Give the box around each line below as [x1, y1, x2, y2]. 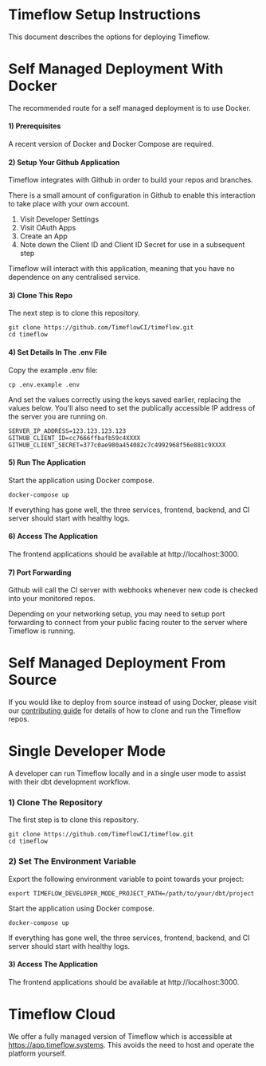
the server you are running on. [8, 411, 108, 421]
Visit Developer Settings [19, 214, 100, 224]
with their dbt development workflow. [8, 777, 131, 787]
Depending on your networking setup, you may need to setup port [8, 609, 225, 619]
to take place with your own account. [8, 199, 130, 209]
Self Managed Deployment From [8, 654, 226, 672]
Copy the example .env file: [8, 365, 98, 375]
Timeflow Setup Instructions [8, 6, 201, 24]
